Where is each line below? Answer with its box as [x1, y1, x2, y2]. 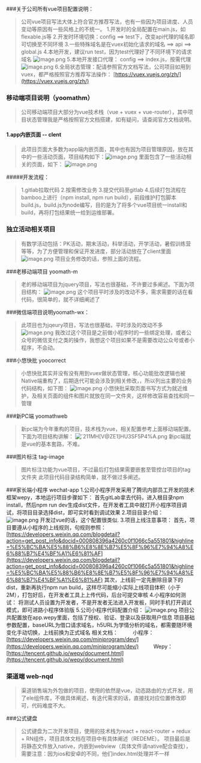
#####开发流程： [6, 173, 50, 181]
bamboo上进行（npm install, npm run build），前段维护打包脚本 [20, 193, 177, 201]
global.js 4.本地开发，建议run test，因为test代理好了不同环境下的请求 [20, 48, 192, 55]
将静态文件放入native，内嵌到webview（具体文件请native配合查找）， [20, 743, 191, 750]
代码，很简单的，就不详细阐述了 [20, 296, 100, 303]
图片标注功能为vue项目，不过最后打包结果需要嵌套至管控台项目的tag [20, 466, 191, 473]
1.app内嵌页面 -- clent [6, 131, 62, 138]
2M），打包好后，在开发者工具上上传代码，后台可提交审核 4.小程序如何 [6, 591, 181, 598]
